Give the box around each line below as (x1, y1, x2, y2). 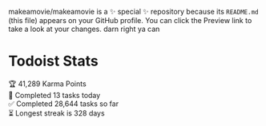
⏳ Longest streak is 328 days (8, 108, 106, 118)
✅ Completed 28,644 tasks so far (8, 99, 119, 108)
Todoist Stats (8, 52, 99, 70)
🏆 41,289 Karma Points (8, 79, 87, 89)
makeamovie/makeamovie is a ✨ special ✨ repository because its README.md (8, 7, 259, 16)
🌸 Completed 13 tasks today (8, 90, 101, 100)
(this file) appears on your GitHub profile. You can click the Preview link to (8, 16, 252, 25)
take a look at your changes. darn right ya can (8, 24, 160, 33)
